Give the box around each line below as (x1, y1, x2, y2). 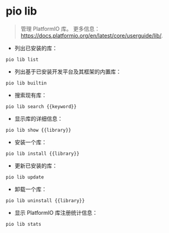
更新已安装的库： (14, 162, 58, 169)
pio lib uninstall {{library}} (5, 197, 85, 204)
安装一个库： (14, 138, 47, 146)
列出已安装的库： (14, 44, 58, 52)
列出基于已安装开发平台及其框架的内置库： (14, 68, 122, 75)
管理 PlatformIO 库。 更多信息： (20, 25, 100, 32)
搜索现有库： (14, 91, 47, 98)
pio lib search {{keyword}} (5, 103, 77, 110)
